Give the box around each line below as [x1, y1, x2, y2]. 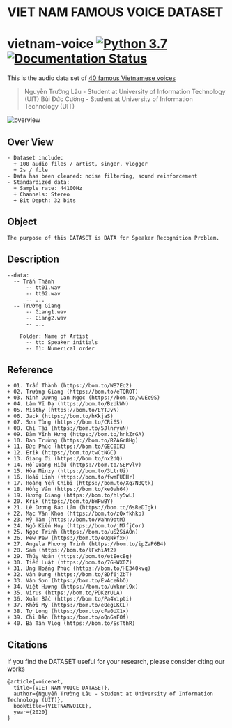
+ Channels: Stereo [13, 191, 70, 198]
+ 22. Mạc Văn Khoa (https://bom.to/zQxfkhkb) [7, 510, 145, 518]
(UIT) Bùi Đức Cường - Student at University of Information [24, 95, 194, 103]
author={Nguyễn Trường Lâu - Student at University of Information [13, 690, 214, 697]
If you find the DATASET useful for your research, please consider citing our [7, 658, 225, 666]
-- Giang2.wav [25, 314, 68, 321]
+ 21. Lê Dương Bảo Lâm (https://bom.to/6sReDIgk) [7, 504, 157, 511]
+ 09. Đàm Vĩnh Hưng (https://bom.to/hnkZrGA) [7, 431, 145, 438]
